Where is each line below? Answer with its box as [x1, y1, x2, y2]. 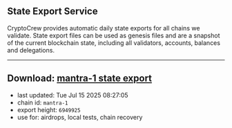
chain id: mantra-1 [17, 98, 68, 107]
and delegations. [7, 46, 55, 54]
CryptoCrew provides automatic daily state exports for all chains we [7, 24, 200, 32]
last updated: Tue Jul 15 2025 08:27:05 [17, 91, 129, 99]
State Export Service [7, 6, 98, 17]
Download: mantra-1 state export [7, 73, 153, 84]
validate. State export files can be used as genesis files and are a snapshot [7, 31, 220, 39]
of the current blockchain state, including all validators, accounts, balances [7, 38, 221, 47]
